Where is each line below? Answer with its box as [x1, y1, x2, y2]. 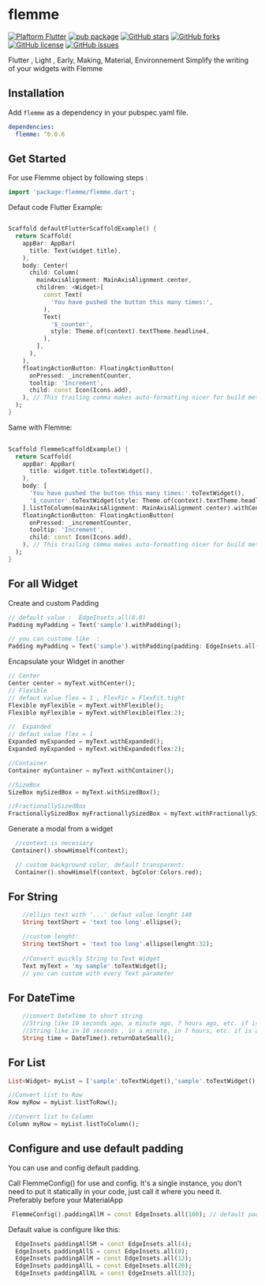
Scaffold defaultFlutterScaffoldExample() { [8, 225, 157, 233]
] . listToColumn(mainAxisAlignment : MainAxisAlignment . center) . [22, 504, 235, 512]
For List [8, 1056, 46, 1069]
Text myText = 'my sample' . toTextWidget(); [22, 962, 168, 970]
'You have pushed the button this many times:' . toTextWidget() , [28, 490, 245, 498]
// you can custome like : [8, 635, 101, 643]
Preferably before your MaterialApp [8, 1195, 124, 1204]
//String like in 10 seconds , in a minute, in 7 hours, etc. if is [22, 1027, 252, 1035]
